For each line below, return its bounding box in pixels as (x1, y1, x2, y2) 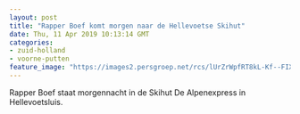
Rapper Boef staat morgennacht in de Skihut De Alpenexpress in (9, 86, 246, 98)
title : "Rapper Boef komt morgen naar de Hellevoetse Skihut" (9, 21, 246, 30)
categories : (9, 37, 54, 47)
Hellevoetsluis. (9, 96, 63, 107)
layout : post (9, 12, 58, 22)
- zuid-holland (9, 46, 66, 55)
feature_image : (9, 63, 66, 72)
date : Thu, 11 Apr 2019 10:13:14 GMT (9, 29, 150, 38)
